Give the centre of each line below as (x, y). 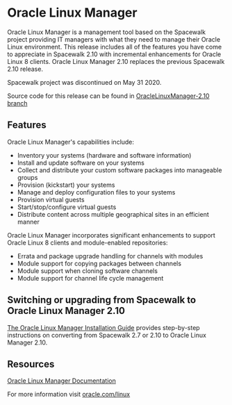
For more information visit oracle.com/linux (69, 395)
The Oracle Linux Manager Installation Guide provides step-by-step (103, 327)
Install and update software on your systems (81, 163)
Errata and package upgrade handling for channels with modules (110, 256)
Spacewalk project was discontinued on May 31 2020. (84, 82)
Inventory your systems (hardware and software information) (104, 155)
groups (27, 177)
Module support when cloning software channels (88, 271)
